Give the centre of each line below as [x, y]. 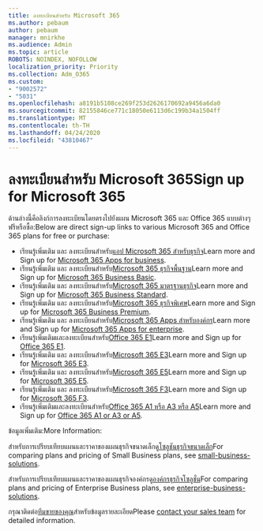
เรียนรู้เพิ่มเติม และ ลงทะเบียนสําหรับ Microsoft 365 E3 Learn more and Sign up [133, 355]
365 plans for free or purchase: [59, 236]
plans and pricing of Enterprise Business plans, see [92, 488]
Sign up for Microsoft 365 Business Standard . [94, 295]
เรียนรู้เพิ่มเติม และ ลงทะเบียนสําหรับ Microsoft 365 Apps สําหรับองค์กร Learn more [135, 320]
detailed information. [42, 521]
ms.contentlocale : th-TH [49, 125]
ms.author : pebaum [38, 23]
